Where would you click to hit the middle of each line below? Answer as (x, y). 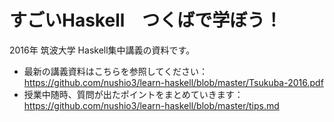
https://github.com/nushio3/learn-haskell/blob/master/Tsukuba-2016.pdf (173, 82)
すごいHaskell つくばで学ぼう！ (146, 20)
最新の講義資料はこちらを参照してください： (115, 71)
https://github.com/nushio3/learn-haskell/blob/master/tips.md (151, 105)
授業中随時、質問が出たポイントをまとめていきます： (133, 94)
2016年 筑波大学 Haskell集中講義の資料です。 (102, 50)
